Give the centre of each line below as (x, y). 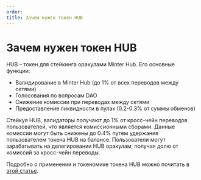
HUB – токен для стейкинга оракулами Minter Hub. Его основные (91, 64)
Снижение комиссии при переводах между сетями (82, 102)
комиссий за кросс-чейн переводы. (53, 153)
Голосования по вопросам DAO (56, 95)
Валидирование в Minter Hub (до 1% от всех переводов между (97, 83)
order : (15, 12)
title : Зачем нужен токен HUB (45, 18)
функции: (18, 71)
